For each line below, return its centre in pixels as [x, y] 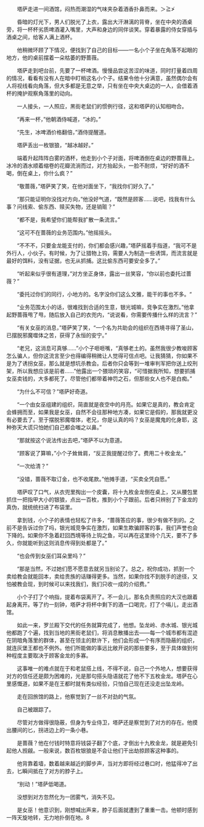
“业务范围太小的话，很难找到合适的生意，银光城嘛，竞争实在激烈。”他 [103, 307]
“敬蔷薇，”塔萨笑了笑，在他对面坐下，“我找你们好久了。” [85, 186]
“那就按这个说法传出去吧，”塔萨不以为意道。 [71, 440]
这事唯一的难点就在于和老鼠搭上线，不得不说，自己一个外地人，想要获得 [107, 668]
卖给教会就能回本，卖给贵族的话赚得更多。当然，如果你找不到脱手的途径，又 [102, 576]
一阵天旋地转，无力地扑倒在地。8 [48, 818]
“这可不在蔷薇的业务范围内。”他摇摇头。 [66, 232]
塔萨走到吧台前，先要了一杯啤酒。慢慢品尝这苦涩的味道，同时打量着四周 [107, 71]
